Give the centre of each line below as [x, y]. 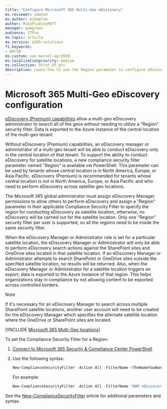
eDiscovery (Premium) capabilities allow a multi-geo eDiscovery [71, 119]
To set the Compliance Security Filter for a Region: [57, 339]
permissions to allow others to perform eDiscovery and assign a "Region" [80, 201]
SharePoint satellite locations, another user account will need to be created [82, 309]
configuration [34, 105]
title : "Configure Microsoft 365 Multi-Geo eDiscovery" [64, 10]
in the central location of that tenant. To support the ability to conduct [76, 155]
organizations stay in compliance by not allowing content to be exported [79, 279]
